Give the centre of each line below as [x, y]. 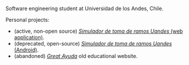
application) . [29, 37]
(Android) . [26, 50]
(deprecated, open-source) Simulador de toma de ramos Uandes [93, 44]
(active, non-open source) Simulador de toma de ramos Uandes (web [98, 31]
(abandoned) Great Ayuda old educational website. [76, 56]
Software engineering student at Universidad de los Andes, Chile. [85, 8]
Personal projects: [27, 20]
